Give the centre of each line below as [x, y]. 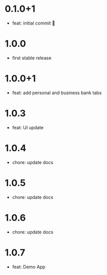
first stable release [32, 58]
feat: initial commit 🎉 [34, 23]
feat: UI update [28, 127]
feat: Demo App [29, 267]
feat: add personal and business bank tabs [57, 93]
